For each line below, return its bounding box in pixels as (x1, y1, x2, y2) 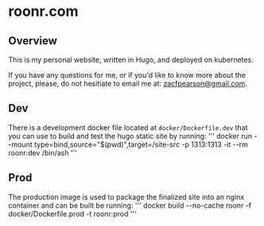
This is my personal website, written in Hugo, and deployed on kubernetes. (8, 55, 254, 64)
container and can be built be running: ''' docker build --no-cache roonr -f (8, 201, 252, 210)
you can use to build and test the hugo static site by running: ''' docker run (8, 131, 253, 140)
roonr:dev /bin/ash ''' (8, 147, 78, 157)
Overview (8, 34, 58, 48)
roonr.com (8, 2, 79, 21)
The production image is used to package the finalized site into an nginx (8, 192, 245, 201)
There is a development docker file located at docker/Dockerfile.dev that (8, 122, 248, 132)
